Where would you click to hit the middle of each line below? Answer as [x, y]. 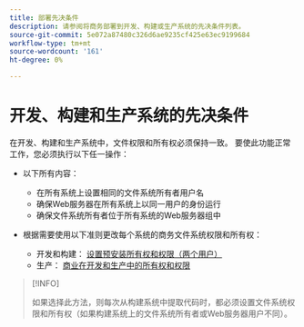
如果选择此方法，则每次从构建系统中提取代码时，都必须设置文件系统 [159, 302]
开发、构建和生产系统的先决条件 [129, 116]
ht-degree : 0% [36, 60]
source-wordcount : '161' [56, 52]
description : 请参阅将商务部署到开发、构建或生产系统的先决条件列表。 [127, 26]
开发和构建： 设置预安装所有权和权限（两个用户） [129, 253]
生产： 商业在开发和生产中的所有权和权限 [113, 265]
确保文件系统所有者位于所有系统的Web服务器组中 [128, 215]
